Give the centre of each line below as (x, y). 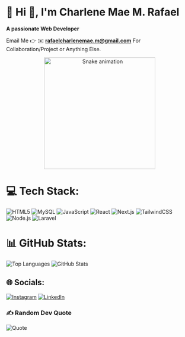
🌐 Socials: (25, 283)
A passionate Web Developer (43, 29)
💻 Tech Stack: (43, 191)
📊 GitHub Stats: (47, 243)
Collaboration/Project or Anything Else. (54, 49)
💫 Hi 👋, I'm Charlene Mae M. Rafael (93, 12)
